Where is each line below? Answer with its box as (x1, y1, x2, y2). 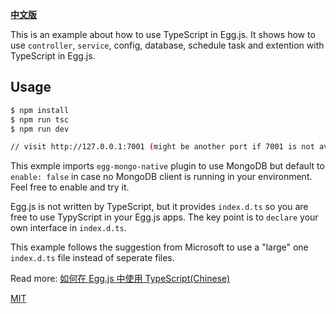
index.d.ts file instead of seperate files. (10, 252, 175, 264)
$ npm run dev (10, 124, 70, 134)
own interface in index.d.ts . (10, 222, 127, 234)
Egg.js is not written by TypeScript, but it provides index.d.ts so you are (10, 201, 309, 213)
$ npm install (10, 105, 70, 115)
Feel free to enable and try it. (10, 181, 130, 193)
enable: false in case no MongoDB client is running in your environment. (10, 171, 313, 183)
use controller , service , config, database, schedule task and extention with (10, 39, 325, 51)
